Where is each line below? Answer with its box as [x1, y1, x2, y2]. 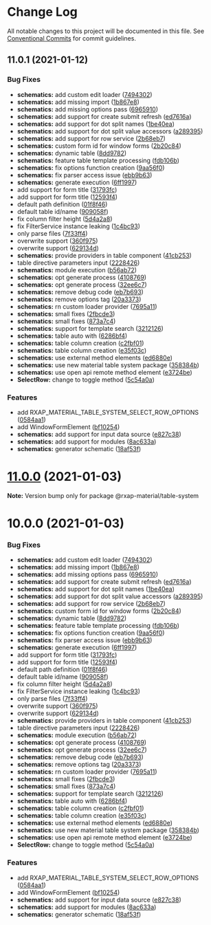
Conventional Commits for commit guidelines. [7, 34, 136, 42]
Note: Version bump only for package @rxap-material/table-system [7, 491, 199, 499]
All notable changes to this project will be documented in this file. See [7, 27, 205, 35]
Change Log [7, 4, 78, 20]
